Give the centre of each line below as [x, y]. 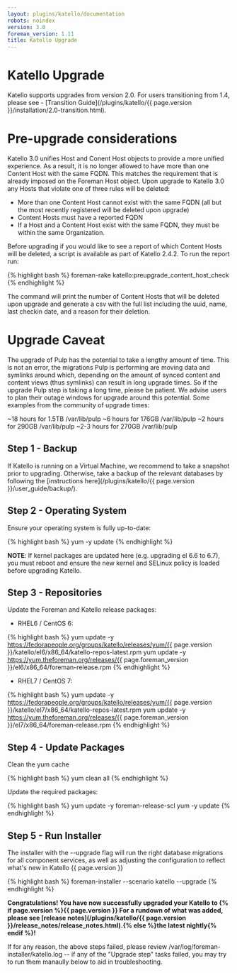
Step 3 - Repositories [55, 592]
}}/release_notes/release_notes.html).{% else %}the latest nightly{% [112, 925]
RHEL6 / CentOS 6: [45, 623]
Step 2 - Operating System [67, 511]
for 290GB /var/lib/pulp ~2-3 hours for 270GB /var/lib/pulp [93, 426]
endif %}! [22, 933]
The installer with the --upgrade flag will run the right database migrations [115, 853]
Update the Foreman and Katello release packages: [82, 610]
